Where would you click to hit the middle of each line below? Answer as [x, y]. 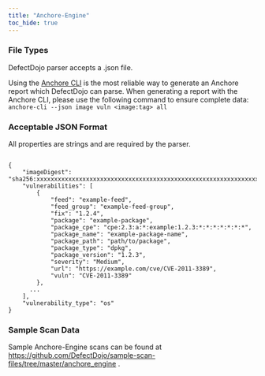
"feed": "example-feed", [91, 200]
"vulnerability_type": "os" [68, 303]
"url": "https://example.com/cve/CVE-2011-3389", [133, 269]
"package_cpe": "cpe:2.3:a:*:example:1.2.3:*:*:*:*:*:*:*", [151, 228]
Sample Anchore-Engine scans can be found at [85, 347]
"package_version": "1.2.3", [98, 255]
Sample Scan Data [44, 330]
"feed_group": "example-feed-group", [112, 207]
